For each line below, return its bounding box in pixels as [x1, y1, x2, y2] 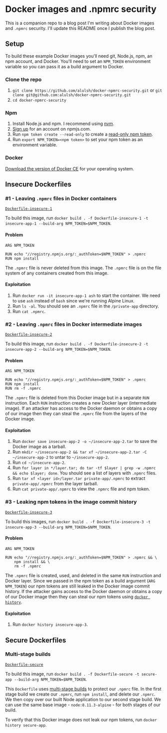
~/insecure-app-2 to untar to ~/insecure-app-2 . [12, 454, 109, 460]
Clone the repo [5, 76, 42, 83]
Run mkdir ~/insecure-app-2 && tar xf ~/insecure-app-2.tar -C [12, 449, 147, 455]
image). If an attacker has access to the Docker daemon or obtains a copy [5, 405, 157, 412]
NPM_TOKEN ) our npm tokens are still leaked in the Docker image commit [5, 583, 150, 589]
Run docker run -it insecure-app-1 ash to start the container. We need [12, 293, 161, 298]
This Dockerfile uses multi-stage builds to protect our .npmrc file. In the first [5, 686, 162, 692]
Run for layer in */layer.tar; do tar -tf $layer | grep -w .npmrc [12, 465, 156, 471]
